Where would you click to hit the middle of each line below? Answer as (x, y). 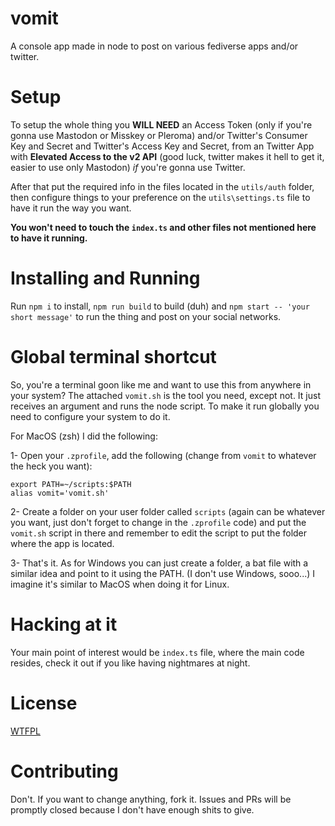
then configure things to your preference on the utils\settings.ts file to (160, 197)
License (44, 703)
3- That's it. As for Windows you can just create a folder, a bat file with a (159, 563)
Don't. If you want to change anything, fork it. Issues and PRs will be (151, 799)
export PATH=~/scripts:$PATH (71, 484)
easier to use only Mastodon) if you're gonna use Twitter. (128, 167)
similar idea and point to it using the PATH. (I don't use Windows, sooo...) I (163, 573)
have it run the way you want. (71, 208)
